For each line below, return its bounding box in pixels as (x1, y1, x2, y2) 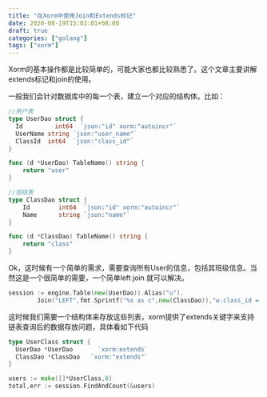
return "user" (22, 166, 70, 174)
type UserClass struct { (8, 338, 91, 346)
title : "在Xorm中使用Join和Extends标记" (8, 11, 137, 20)
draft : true (8, 26, 48, 34)
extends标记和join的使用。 (8, 74, 96, 84)
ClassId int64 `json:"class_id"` (15, 137, 134, 145)
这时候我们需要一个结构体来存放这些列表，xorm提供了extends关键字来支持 (8, 311, 255, 321)
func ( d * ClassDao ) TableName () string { (8, 233, 149, 241)
